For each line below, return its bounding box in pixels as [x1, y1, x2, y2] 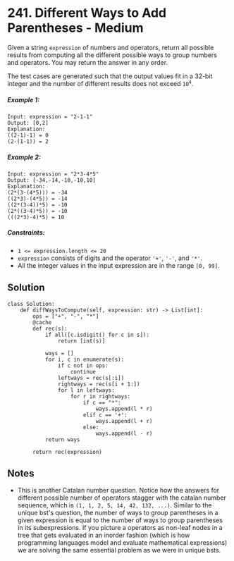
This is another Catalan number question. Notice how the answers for [17, 486, 220, 495]
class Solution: [7, 300, 55, 307]
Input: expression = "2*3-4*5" [7, 171, 99, 178]
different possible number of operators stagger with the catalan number [17, 493, 227, 502]
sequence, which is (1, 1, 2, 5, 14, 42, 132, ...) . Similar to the [17, 501, 212, 510]
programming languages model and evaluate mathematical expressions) [17, 538, 228, 547]
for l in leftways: [57, 386, 115, 394]
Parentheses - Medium [7, 20, 144, 36]
